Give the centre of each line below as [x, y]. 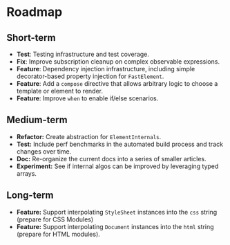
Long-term [30, 196]
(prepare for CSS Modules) [55, 219]
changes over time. [44, 151]
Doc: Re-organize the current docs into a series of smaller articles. [111, 158]
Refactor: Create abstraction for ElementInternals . [89, 136]
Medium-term [37, 120]
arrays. [27, 173]
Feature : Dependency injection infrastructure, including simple [106, 69]
